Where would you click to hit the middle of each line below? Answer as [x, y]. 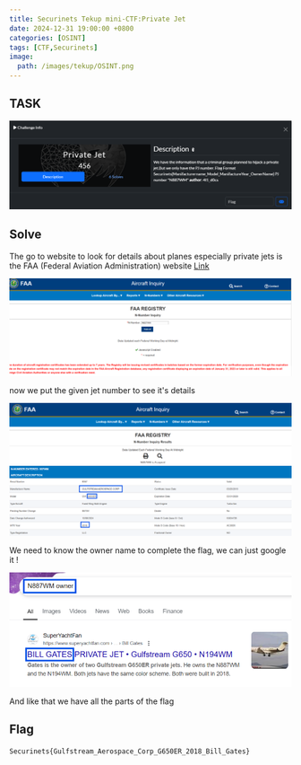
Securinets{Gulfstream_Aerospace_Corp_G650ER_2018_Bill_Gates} [130, 751]
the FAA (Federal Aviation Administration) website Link [109, 266]
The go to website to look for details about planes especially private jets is [146, 256]
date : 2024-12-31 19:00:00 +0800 [72, 28]
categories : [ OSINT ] [48, 38]
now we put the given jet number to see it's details [102, 391]
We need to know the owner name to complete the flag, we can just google [148, 550]
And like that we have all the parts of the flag [92, 701]
